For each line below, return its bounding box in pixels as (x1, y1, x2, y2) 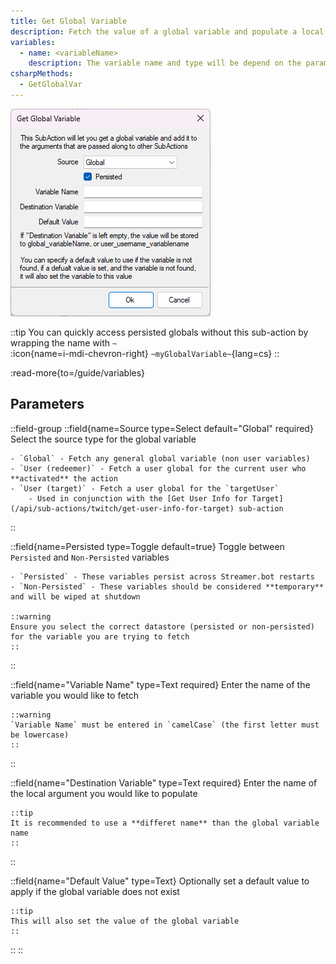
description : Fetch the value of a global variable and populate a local (10, 26, 325, 37)
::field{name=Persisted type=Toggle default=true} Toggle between (10, 540, 285, 552)
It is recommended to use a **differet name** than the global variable (10, 818, 320, 828)
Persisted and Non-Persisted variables (10, 551, 170, 563)
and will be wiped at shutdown (10, 591, 141, 602)
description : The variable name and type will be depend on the (28, 58, 302, 69)
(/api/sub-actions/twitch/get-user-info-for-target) (10, 503, 235, 514)
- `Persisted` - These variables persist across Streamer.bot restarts (10, 571, 315, 582)
